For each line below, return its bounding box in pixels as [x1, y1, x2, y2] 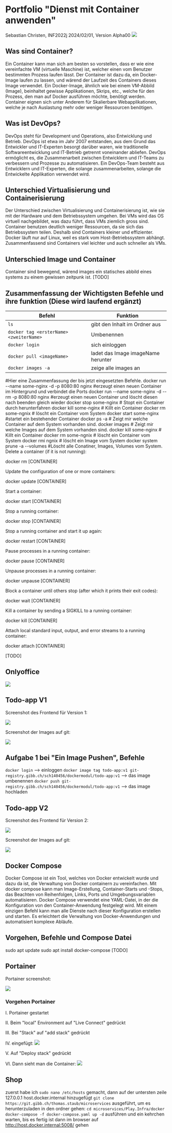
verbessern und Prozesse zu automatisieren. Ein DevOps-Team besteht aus [5, 160, 165, 166]
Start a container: [5, 489, 42, 494]
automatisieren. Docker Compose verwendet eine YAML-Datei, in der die [5, 897, 159, 903]
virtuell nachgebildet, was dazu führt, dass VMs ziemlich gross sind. [5, 218, 149, 224]
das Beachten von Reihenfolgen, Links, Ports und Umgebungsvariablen [5, 891, 156, 897]
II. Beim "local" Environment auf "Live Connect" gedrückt [5, 1020, 126, 1026]
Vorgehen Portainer [5, 998, 55, 1005]
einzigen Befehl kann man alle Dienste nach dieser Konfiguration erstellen [5, 908, 161, 914]
